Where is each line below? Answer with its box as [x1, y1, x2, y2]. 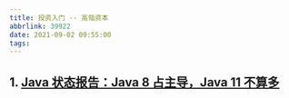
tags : [9, 38, 30, 48]
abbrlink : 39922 [9, 22, 71, 31]
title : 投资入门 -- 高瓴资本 [9, 13, 109, 23]
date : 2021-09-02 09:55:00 [9, 30, 112, 39]
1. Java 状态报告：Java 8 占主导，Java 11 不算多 [9, 74, 280, 90]
